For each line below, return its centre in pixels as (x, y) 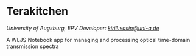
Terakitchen (37, 11)
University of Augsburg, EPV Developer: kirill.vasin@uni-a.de (83, 28)
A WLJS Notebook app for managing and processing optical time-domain (98, 40)
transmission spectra (33, 46)
